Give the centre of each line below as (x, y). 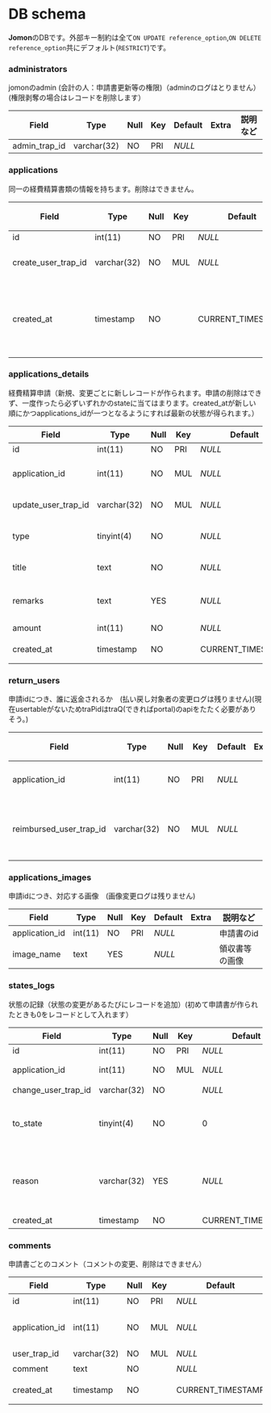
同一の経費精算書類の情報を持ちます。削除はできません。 (104, 189)
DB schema (47, 14)
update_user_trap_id (51, 504)
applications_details (49, 374)
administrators (38, 69)
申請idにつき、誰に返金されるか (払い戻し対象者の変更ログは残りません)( (131, 699)
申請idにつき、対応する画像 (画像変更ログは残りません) (102, 896)
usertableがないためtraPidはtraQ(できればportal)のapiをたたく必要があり (135, 709)
